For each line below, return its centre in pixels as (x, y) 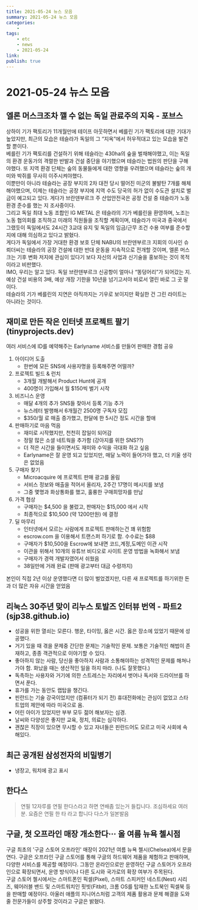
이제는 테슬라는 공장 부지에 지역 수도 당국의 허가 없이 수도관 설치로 (109, 191)
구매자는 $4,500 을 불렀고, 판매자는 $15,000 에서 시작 (86, 507)
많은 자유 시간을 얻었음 (44, 586)
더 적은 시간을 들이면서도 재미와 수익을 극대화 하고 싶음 (86, 448)
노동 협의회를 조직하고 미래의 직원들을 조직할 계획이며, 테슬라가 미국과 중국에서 (97, 220)
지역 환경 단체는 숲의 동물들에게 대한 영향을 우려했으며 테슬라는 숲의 (107, 168)
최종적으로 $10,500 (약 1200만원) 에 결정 (71, 514)
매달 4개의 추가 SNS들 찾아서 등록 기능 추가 (73, 404)
